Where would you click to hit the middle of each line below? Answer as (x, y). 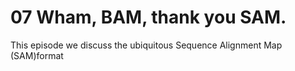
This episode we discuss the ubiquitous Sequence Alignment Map (146, 45)
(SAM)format (37, 55)
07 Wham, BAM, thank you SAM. (148, 17)
